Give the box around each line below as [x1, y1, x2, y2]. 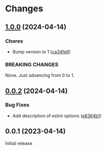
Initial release [5, 140, 32, 146]
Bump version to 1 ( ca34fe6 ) [12, 49, 71, 54]
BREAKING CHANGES [5, 61, 59, 68]
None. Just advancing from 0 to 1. [5, 72, 75, 78]
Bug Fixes [5, 101, 30, 108]
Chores [5, 38, 23, 45]
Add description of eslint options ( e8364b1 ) [12, 112, 102, 119]
